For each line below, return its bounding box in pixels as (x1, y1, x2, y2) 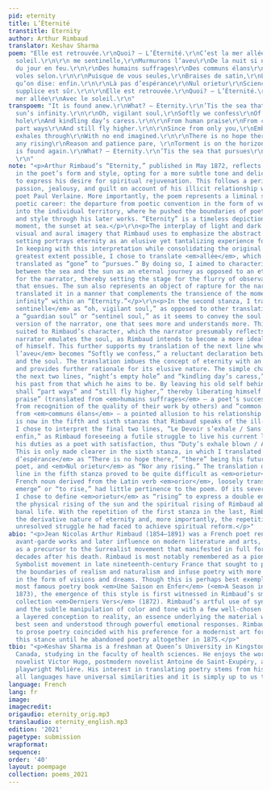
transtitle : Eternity (8, 27, 81, 35)
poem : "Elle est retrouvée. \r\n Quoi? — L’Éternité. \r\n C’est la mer (8, 49, 244, 57)
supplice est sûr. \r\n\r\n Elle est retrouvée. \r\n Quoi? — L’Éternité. (15, 86, 258, 95)
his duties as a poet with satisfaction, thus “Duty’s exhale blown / (15, 440, 258, 448)
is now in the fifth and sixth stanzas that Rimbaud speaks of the (15, 418, 248, 426)
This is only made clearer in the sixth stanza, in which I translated (15, 448, 262, 456)
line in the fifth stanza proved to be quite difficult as (15, 470, 219, 478)
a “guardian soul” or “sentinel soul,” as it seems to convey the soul (15, 312, 262, 320)
